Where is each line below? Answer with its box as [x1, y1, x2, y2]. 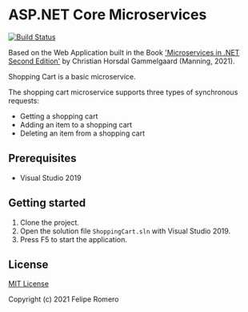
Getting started [8, 197, 86, 210]
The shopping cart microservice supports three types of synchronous [8, 87, 238, 97]
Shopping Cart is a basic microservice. [8, 71, 136, 81]
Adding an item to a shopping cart [19, 120, 133, 129]
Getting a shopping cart [19, 111, 98, 121]
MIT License [8, 279, 50, 289]
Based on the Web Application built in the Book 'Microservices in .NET [8, 47, 240, 57]
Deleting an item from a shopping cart [19, 128, 146, 138]
